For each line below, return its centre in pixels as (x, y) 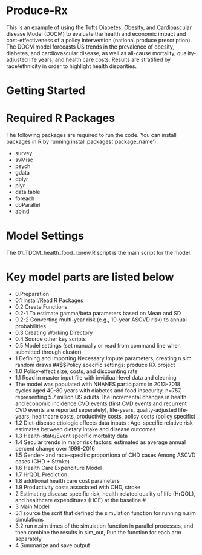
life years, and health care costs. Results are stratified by (100, 59)
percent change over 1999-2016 (55, 448)
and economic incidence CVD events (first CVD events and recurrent (101, 403)
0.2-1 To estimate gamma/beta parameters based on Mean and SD (98, 313)
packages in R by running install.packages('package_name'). (82, 142)
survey (24, 153)
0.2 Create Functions (41, 306)
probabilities (31, 326)
